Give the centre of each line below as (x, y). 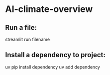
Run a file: (21, 28)
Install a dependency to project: (55, 55)
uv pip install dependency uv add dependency (53, 67)
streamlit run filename (28, 39)
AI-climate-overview (49, 9)
